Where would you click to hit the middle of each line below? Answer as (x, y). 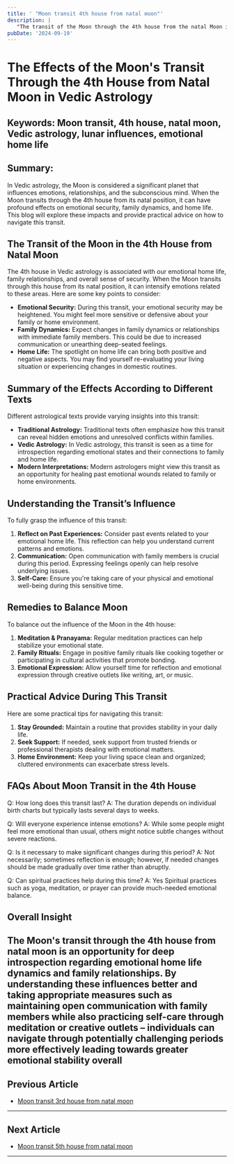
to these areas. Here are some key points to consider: (84, 294)
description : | (29, 20)
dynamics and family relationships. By (92, 973)
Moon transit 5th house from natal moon (75, 1146)
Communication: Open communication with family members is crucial (118, 556)
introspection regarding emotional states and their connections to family (120, 452)
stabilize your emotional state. (60, 645)
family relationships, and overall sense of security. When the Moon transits (114, 279)
